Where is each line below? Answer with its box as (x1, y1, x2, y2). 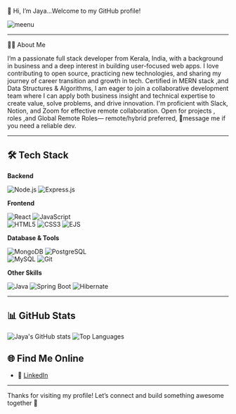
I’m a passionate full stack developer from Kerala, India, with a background (7, 54, 223, 63)
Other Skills (7, 268, 42, 277)
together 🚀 (7, 399, 39, 408)
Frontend (7, 199, 35, 207)
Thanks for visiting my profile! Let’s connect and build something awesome (7, 391, 225, 400)
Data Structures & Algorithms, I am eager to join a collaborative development (7, 84, 229, 92)
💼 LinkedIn (17, 371, 48, 379)
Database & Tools (7, 233, 60, 242)
